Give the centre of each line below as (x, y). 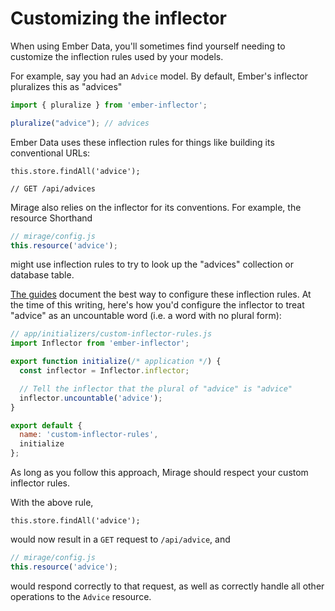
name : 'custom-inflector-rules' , (89, 435)
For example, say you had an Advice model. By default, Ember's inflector (159, 76)
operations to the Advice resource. (81, 596)
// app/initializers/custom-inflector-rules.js (111, 334)
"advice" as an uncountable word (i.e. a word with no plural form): (146, 316)
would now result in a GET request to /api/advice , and (120, 539)
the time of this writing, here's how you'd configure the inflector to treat (157, 305)
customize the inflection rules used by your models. (117, 56)
